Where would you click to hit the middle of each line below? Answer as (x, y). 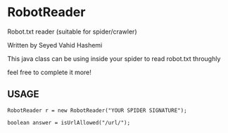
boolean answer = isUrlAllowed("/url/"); (69, 122)
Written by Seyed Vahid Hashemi (55, 45)
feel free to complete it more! (49, 72)
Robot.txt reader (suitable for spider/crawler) (72, 31)
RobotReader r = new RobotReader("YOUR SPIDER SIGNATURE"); (97, 110)
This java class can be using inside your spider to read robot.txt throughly (114, 58)
